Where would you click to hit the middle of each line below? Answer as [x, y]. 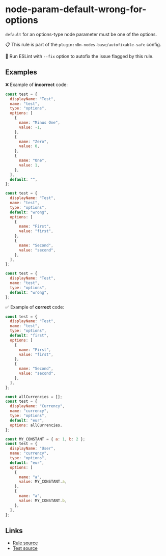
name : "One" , [33, 160]
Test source [25, 548]
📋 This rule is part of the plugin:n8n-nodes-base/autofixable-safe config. [83, 44]
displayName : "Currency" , [37, 406]
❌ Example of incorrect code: [36, 85]
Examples [21, 72]
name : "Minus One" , [39, 123]
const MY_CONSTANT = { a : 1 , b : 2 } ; [45, 439]
